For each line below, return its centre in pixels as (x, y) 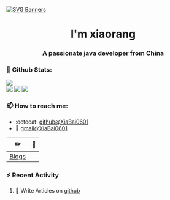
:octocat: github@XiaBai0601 (52, 122)
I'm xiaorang (103, 34)
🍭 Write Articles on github (48, 191)
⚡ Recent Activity (33, 175)
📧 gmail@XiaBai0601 (41, 128)
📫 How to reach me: (37, 106)
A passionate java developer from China (103, 53)
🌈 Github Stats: (29, 70)
